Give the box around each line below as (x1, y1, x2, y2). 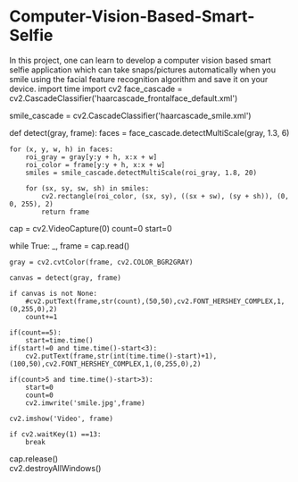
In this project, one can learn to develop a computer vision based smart (9, 55, 272, 65)
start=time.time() (25, 335, 94, 345)
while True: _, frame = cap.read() (9, 240, 130, 251)
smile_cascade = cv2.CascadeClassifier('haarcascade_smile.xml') (9, 110, 252, 121)
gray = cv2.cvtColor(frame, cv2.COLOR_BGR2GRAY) (9, 258, 194, 266)
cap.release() (9, 453, 59, 464)
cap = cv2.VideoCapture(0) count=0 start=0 (9, 223, 172, 233)
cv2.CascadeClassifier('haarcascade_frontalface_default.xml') (9, 92, 238, 104)
